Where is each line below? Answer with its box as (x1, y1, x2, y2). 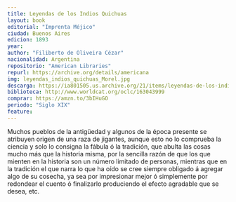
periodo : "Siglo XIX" (7, 102, 71, 109)
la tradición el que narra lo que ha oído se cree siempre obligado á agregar (7, 164, 223, 173)
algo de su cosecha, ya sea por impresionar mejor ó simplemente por (7, 172, 209, 180)
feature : (7, 108, 33, 115)
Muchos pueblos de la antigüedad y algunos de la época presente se (7, 127, 207, 135)
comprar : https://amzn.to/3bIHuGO (7, 95, 109, 102)
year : (7, 43, 23, 50)
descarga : (7, 82, 37, 89)
